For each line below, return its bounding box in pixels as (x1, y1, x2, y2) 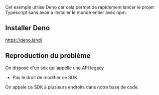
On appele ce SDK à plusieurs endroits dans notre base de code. (5, 84, 139, 90)
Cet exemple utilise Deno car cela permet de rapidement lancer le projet (5, 4, 154, 10)
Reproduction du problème (5, 52, 91, 60)
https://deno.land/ (5, 37, 43, 43)
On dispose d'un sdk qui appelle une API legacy (5, 65, 104, 71)
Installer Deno (5, 24, 50, 32)
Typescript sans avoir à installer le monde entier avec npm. (5, 9, 127, 15)
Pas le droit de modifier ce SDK (12, 74, 78, 80)
